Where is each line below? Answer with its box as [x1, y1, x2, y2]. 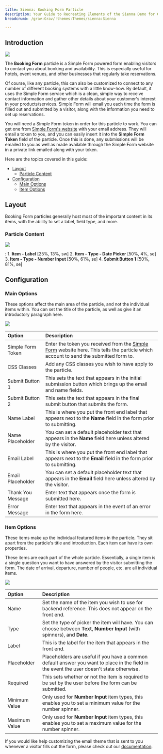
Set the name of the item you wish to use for [42, 599, 143, 606]
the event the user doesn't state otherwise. [42, 666, 140, 673]
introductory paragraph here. [5, 311, 63, 317]
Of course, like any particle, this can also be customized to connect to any [5, 80, 153, 86]
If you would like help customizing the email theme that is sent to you [5, 738, 143, 744]
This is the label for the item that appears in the [42, 639, 149, 646]
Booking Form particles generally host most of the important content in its [5, 213, 153, 219]
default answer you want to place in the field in [42, 659, 149, 666]
